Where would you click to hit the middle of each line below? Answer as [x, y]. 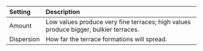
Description [63, 12]
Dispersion [25, 39]
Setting [20, 12]
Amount [21, 25]
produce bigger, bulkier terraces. [92, 29]
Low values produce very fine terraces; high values [118, 22]
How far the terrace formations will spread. [106, 39]
